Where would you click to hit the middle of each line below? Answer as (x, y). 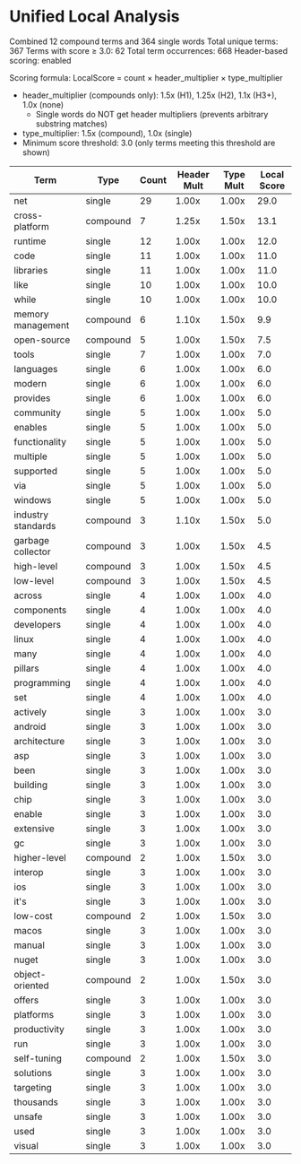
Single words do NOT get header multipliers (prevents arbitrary (152, 114)
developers (37, 624)
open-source (42, 340)
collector (32, 552)
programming (43, 682)
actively (30, 712)
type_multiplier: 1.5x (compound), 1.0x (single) (107, 133)
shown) (36, 152)
